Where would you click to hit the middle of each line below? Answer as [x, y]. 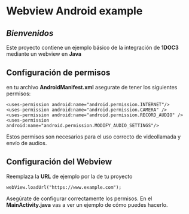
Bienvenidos [30, 33]
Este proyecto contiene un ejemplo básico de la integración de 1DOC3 [93, 47]
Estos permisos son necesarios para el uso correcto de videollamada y [94, 137]
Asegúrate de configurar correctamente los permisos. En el [79, 198]
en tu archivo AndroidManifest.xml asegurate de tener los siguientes [92, 87]
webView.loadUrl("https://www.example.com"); [64, 187]
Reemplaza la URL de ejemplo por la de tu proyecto [69, 176]
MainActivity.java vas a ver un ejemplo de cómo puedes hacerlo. [87, 204]
